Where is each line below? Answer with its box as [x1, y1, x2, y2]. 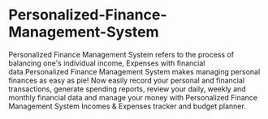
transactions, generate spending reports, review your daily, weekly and [8, 83, 246, 94]
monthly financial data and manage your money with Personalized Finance [8, 92, 258, 102]
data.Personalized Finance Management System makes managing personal [8, 66, 261, 76]
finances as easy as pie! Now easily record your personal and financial [8, 75, 245, 85]
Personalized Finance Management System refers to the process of [8, 49, 234, 59]
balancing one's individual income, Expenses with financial [8, 58, 205, 68]
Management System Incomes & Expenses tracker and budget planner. [8, 101, 246, 111]
